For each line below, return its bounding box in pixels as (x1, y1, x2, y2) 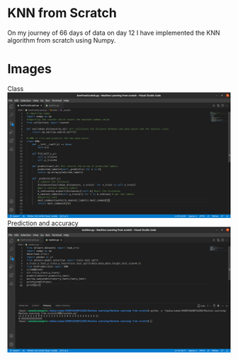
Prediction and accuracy (7, 219, 79, 227)
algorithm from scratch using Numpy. (7, 36, 116, 44)
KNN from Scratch (7, 5, 117, 21)
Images (7, 61, 52, 77)
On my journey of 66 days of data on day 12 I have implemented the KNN (7, 28, 221, 37)
